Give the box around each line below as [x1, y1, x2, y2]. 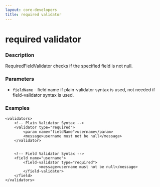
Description [5, 51, 35, 58]
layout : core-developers [5, 7, 57, 13]
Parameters [5, 75, 34, 82]
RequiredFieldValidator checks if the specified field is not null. [5, 63, 133, 69]
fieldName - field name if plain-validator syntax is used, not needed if [12, 87, 155, 93]
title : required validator [5, 12, 62, 17]
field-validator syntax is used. [12, 92, 74, 98]
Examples [5, 105, 30, 112]
